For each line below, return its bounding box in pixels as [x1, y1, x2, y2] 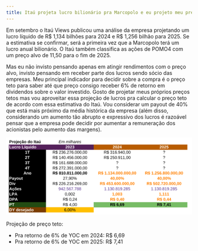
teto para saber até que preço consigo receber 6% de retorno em [6, 82, 165, 89]
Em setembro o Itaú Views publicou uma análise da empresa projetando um [6, 27, 190, 34]
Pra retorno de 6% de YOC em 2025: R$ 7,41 [14, 238, 123, 245]
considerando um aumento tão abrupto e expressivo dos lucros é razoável [6, 113, 187, 120]
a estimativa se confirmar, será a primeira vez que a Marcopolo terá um [6, 39, 180, 46]
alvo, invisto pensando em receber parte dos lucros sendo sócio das [6, 69, 173, 76]
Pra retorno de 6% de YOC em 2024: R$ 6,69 [14, 232, 125, 239]
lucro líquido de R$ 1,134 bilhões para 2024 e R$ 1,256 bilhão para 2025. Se [6, 32, 190, 40]
